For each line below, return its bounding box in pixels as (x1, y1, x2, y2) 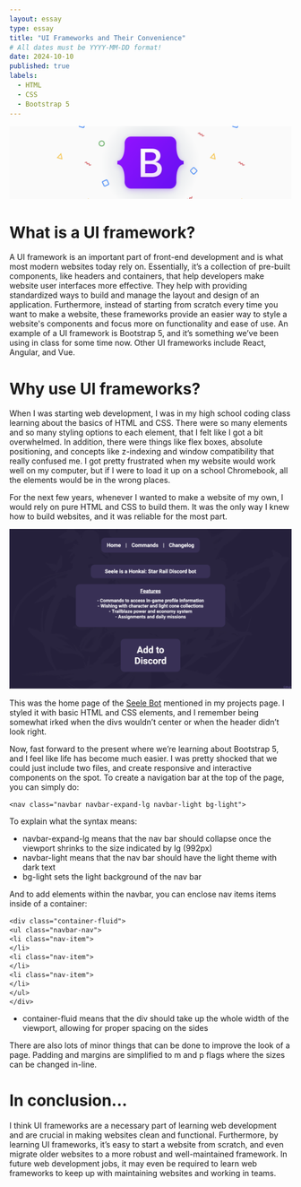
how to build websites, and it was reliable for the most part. (9, 511, 228, 522)
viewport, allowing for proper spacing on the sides (21, 1023, 209, 1034)
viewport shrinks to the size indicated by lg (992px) (21, 843, 213, 853)
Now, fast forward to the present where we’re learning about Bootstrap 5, (9, 744, 279, 755)
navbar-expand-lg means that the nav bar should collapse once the (21, 834, 271, 845)
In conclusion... (9, 1090, 128, 1111)
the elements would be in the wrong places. (9, 475, 171, 486)
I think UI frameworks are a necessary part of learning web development (9, 1121, 278, 1131)
